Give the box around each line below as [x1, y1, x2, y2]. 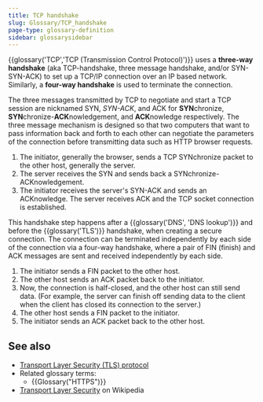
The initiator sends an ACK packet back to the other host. [19, 316, 206, 326]
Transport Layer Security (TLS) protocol [19, 360, 149, 370]
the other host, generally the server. [19, 160, 136, 170]
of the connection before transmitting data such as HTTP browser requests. [8, 137, 254, 146]
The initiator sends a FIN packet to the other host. [19, 267, 181, 276]
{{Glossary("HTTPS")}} [31, 377, 107, 386]
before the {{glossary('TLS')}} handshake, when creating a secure [8, 226, 222, 236]
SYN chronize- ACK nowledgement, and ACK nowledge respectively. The [8, 112, 239, 122]
